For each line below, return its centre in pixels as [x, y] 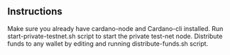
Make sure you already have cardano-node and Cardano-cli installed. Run [115, 28]
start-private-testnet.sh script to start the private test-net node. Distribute [115, 36]
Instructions [35, 12]
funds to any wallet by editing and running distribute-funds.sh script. [108, 43]
